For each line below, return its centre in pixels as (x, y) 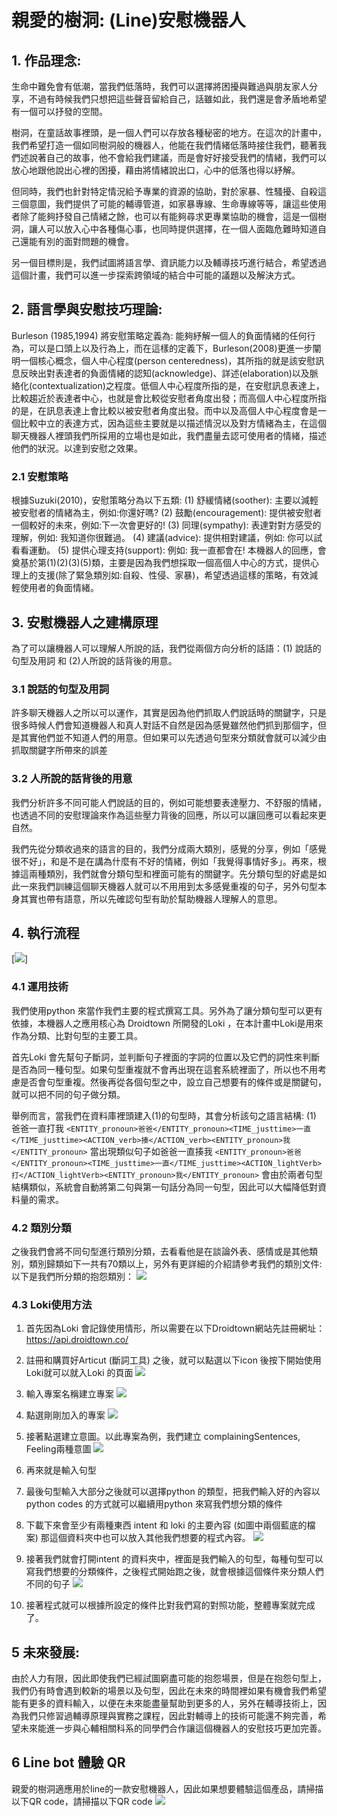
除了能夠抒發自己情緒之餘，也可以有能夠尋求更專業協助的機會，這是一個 (168, 216)
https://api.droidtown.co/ (77, 1340)
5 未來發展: (46, 1652)
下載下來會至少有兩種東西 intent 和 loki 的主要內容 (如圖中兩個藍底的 (166, 1525)
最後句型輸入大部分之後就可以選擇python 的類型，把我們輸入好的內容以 (173, 1492)
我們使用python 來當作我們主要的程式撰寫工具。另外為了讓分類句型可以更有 (167, 1010)
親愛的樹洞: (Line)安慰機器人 (128, 20)
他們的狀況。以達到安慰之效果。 (77, 448)
